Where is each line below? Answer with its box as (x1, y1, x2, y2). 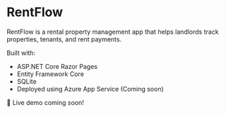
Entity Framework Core (16, 70, 84, 78)
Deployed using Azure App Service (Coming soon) (16, 84, 164, 93)
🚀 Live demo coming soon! (6, 98, 84, 106)
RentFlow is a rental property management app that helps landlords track (6, 27, 220, 36)
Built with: (6, 49, 36, 57)
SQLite (16, 77, 37, 85)
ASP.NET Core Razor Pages (16, 62, 98, 70)
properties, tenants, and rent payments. (6, 34, 121, 43)
